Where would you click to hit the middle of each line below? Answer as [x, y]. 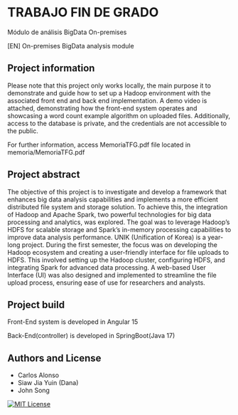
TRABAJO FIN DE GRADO [83, 12]
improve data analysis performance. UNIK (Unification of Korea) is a [107, 237]
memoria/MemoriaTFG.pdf [46, 152]
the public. [23, 131]
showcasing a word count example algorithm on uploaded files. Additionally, [119, 115]
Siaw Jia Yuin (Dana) [48, 383]
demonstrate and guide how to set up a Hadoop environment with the [109, 93]
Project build [36, 304]
